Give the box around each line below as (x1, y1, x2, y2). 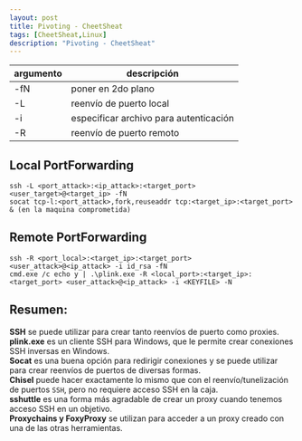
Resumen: (9, 302, 68, 318)
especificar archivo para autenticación (71, 112, 235, 125)
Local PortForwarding (9, 158, 134, 173)
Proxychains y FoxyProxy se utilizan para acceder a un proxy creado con (9, 413, 285, 424)
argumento (14, 67, 63, 80)
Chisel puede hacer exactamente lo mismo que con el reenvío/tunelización (9, 374, 289, 385)
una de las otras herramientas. (9, 422, 124, 433)
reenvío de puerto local (71, 97, 170, 110)
